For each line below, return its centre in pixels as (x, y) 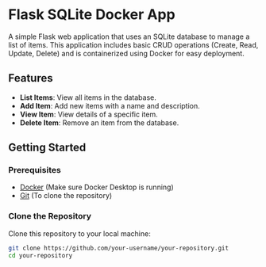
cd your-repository (40, 255)
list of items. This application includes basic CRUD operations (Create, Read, (133, 44)
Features (31, 78)
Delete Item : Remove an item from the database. (99, 122)
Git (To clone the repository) (66, 196)
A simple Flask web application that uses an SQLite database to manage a (129, 36)
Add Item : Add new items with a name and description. (110, 105)
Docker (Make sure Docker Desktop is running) (97, 187)
